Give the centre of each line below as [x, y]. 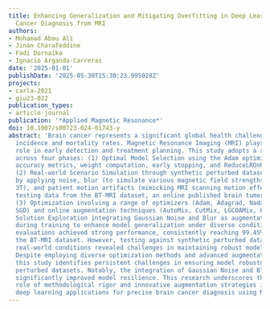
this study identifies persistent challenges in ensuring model [125, 262]
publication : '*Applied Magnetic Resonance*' [86, 121]
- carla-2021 [30, 91]
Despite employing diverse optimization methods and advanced [122, 255]
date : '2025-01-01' [41, 68]
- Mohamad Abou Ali [41, 38]
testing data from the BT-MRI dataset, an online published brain [129, 195]
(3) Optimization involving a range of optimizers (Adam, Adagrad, [131, 203]
